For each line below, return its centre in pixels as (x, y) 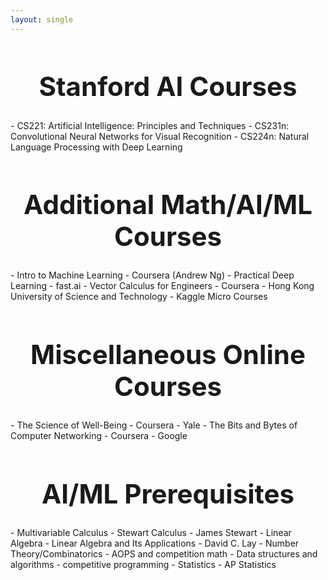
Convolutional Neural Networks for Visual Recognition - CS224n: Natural (160, 136)
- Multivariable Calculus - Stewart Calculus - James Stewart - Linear (151, 533)
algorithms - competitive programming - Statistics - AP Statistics (143, 565)
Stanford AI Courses (168, 86)
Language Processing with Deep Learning (96, 147)
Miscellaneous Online (168, 354)
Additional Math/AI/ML (168, 204)
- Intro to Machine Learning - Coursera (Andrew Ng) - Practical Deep (152, 275)
